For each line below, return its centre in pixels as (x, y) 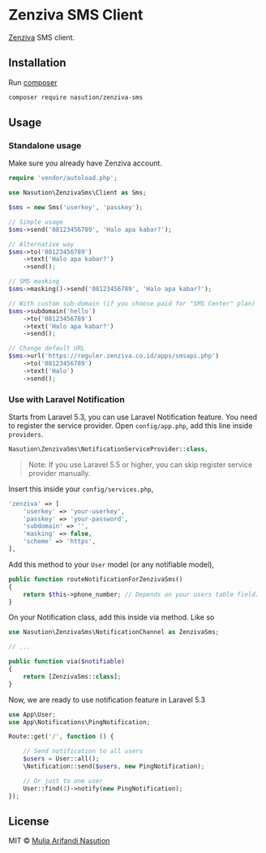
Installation (37, 63)
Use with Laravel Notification (67, 399)
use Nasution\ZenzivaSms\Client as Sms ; (78, 193)
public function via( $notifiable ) (67, 662)
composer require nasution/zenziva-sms (76, 97)
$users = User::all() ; (61, 759)
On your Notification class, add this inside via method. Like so (112, 617)
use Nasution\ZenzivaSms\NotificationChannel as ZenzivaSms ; (114, 632)
